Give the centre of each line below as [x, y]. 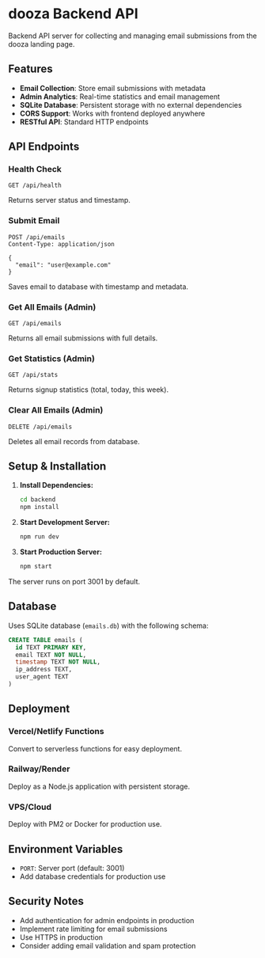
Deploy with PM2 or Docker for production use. [85, 824]
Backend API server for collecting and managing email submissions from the [132, 36]
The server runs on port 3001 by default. [74, 581]
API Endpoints [44, 147]
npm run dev [39, 537]
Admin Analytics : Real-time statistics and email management [119, 97]
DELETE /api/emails [40, 427]
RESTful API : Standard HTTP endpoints [84, 122]
